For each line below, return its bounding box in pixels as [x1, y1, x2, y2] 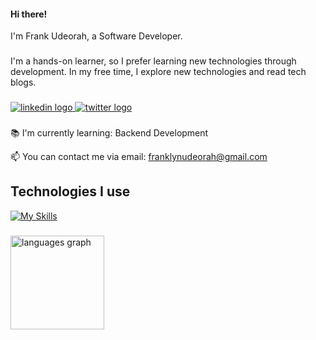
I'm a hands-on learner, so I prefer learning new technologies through [10, 55, 297, 67]
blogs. [10, 76, 37, 89]
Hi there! [10, 8, 48, 20]
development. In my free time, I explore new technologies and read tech [10, 66, 307, 78]
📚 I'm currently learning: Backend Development [10, 126, 209, 139]
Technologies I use [10, 183, 131, 200]
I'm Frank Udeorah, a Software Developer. [10, 30, 183, 42]
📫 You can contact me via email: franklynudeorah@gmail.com [10, 150, 268, 162]
